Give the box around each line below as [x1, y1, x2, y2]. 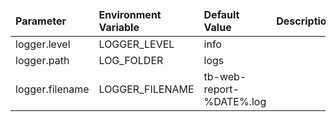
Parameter [15, 14, 67, 28]
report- [203, 82, 240, 96]
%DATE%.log [203, 95, 267, 108]
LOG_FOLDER [98, 54, 164, 67]
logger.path [15, 54, 70, 67]
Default [203, 8, 240, 21]
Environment [98, 8, 162, 21]
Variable [98, 21, 140, 34]
